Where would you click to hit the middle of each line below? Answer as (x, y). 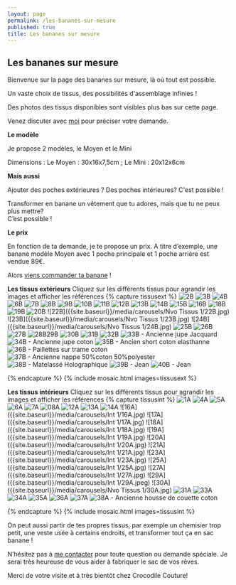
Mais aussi (24, 176)
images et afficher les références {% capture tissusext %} (92, 296)
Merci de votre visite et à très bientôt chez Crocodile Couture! (98, 576)
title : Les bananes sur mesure (54, 34)
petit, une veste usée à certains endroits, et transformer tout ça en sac (111, 533)
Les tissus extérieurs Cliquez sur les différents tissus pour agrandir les (112, 289)
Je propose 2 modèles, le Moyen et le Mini (70, 149)
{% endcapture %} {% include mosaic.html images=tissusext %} (102, 378)
